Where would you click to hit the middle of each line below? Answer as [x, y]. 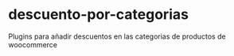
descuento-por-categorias [99, 15]
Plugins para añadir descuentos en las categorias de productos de [117, 36]
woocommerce [33, 44]
